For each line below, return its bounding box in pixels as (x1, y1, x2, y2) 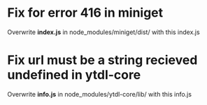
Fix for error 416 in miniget (7, 5, 164, 21)
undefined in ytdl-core (7, 67, 141, 83)
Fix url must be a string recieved (7, 52, 198, 68)
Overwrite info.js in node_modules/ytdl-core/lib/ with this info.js (7, 90, 192, 98)
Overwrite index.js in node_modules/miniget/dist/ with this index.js (7, 28, 201, 36)
